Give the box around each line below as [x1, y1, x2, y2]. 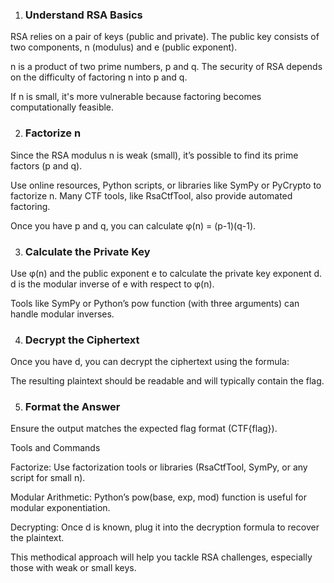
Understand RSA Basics [24, 8, 143, 22]
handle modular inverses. [10, 308, 115, 320]
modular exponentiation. [10, 502, 111, 514]
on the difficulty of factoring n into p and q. [10, 71, 188, 83]
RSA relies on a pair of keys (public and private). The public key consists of [10, 31, 320, 43]
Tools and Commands [10, 442, 101, 454]
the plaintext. [10, 532, 65, 544]
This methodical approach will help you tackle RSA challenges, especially [10, 551, 313, 563]
